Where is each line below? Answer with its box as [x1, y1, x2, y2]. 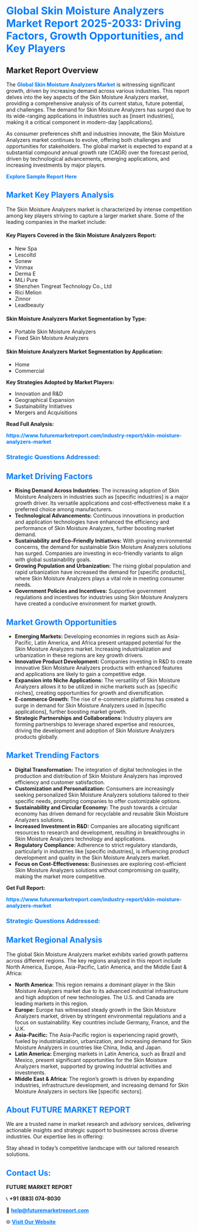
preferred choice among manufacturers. [14, 506, 113, 513]
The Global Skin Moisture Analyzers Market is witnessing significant [6, 81, 176, 88]
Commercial [14, 368, 44, 375]
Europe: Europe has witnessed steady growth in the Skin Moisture [14, 1006, 176, 1013]
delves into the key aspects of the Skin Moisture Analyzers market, [6, 93, 169, 100]
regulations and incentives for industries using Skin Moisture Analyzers [14, 594, 188, 601]
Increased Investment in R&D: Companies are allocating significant [14, 823, 180, 830]
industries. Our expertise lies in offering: [6, 1133, 104, 1140]
